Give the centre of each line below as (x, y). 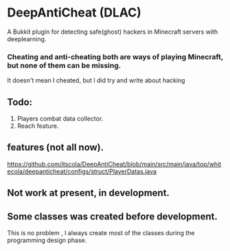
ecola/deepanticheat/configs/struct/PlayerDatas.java (82, 171)
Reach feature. (38, 126)
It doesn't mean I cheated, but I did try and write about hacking (96, 80)
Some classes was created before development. (112, 216)
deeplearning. (27, 39)
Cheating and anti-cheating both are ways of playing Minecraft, (115, 56)
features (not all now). (56, 148)
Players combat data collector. (60, 119)
